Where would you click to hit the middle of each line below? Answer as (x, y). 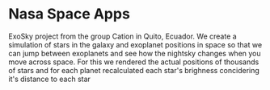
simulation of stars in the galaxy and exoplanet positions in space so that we (135, 44)
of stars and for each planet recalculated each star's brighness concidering (134, 70)
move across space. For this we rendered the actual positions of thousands (134, 62)
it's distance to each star (50, 79)
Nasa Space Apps (70, 14)
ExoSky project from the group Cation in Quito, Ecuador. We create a (122, 36)
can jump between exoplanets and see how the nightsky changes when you (135, 53)
